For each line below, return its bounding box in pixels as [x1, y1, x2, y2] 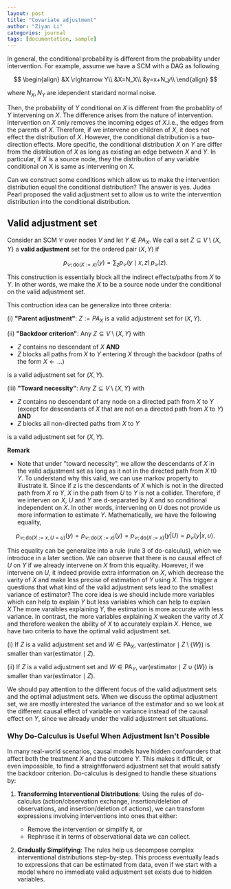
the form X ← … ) [16, 358, 65, 366]
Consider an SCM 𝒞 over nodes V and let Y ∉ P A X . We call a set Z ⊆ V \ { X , [7, 236, 221, 245]
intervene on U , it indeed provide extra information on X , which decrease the [7, 568, 224, 576]
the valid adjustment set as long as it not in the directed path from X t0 [16, 467, 217, 476]
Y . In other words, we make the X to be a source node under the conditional [7, 280, 221, 289]
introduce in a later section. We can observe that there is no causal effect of [7, 553, 222, 562]
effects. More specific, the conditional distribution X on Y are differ [33, 140, 223, 148]
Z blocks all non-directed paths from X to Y [16, 420, 140, 428]
